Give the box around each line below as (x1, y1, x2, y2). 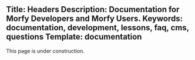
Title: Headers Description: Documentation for (6, 5, 180, 15)
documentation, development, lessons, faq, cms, (6, 23, 189, 33)
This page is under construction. (6, 47, 85, 54)
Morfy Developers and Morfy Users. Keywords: (6, 14, 183, 24)
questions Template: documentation (6, 32, 142, 42)
